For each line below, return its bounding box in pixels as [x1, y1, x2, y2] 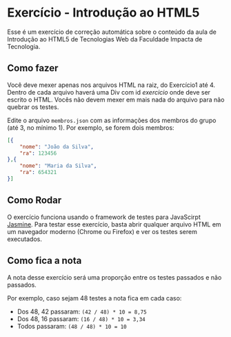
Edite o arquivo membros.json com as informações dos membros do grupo [7, 116, 217, 124]
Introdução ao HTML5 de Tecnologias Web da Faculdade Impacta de [7, 35, 203, 43]
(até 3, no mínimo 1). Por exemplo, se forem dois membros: [7, 123, 174, 132]
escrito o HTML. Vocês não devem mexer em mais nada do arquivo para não [7, 95, 225, 104]
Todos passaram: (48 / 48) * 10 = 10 [17, 322, 128, 330]
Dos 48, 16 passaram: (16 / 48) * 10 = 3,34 [17, 314, 146, 322]
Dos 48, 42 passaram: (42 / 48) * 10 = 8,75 [17, 307, 147, 316]
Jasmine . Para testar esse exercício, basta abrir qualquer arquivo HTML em [7, 220, 222, 229]
